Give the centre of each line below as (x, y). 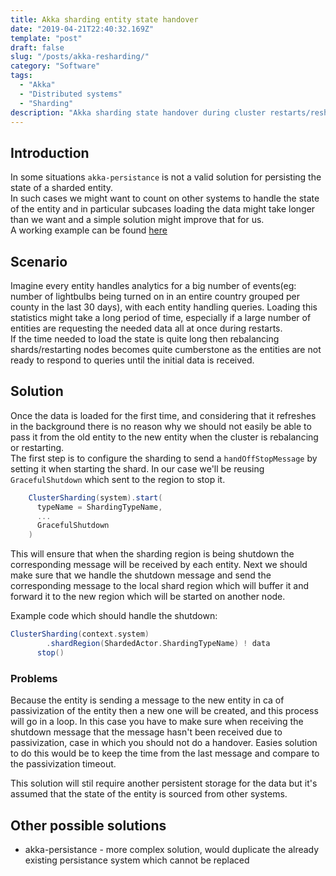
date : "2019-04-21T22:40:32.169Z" (82, 29)
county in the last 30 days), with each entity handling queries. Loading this (164, 307)
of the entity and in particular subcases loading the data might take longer (163, 209)
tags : (21, 76)
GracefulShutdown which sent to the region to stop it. (118, 479)
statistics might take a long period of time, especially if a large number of (161, 317)
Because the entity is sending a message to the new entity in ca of (147, 700)
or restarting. (37, 447)
